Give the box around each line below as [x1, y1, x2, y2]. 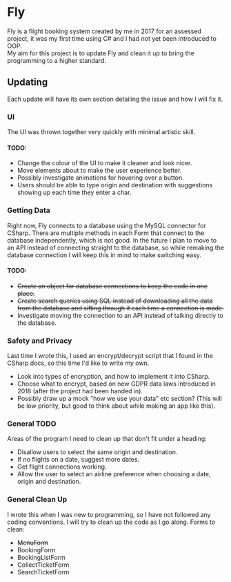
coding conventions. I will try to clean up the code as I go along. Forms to [7, 518, 216, 526]
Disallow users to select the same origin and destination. [17, 448, 178, 456]
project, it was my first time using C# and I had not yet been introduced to [7, 34, 217, 42]
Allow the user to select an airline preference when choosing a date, [17, 470, 212, 478]
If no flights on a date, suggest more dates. [17, 456, 140, 464]
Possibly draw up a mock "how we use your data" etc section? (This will [17, 395, 222, 403]
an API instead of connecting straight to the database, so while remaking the [7, 243, 225, 252]
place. [17, 289, 35, 297]
